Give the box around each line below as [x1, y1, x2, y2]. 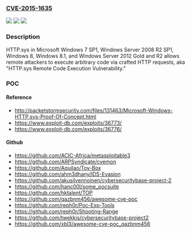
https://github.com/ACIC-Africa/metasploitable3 [14, 152, 130, 159]
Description [6, 33, 40, 41]
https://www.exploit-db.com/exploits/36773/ [14, 119, 122, 126]
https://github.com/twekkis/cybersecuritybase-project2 [14, 214, 149, 221]
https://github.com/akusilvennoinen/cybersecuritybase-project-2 [14, 177, 172, 184]
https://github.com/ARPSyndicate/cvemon [14, 158, 117, 165]
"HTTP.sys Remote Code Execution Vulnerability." [6, 64, 126, 71]
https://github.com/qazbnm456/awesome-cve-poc [14, 195, 138, 203]
